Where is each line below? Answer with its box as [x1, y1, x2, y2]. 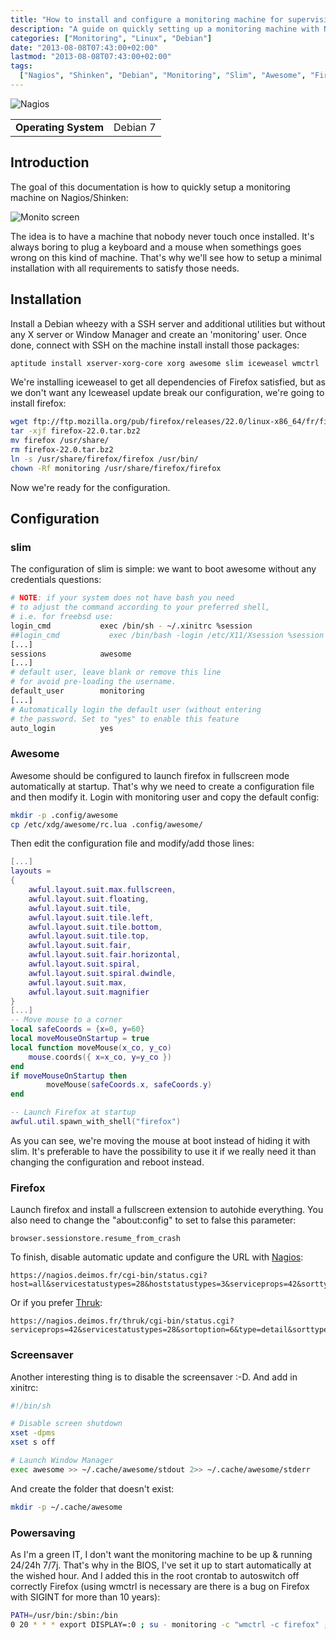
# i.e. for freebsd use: [10, 612, 114, 622]
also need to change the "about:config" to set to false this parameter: [10, 1214, 297, 1226]
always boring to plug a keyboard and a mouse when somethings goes [10, 241, 302, 253]
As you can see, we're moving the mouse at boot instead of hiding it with [10, 1134, 311, 1146]
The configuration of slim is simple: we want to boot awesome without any [10, 563, 317, 575]
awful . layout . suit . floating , [28, 894, 150, 904]
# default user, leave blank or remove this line [10, 667, 222, 678]
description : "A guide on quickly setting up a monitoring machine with [10, 24, 320, 34]
